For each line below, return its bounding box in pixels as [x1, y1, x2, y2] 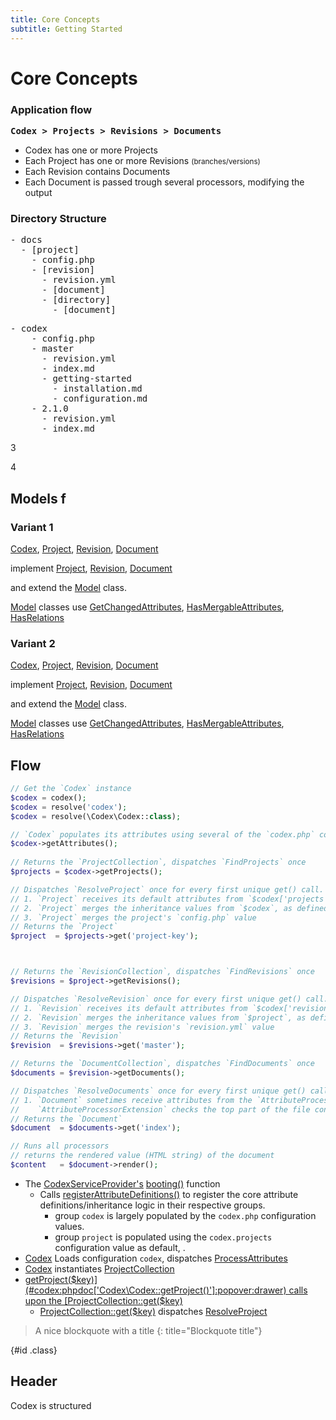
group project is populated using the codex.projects [54, 1231, 273, 1243]
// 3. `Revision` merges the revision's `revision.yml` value [10, 1022, 275, 1032]
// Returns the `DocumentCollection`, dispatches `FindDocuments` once [10, 1059, 315, 1069]
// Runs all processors [10, 1141, 110, 1151]
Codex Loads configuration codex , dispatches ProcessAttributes [24, 1252, 288, 1264]
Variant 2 [10, 636, 56, 650]
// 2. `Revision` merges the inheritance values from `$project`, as [10, 1012, 307, 1023]
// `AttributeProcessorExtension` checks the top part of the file [10, 1104, 311, 1115]
